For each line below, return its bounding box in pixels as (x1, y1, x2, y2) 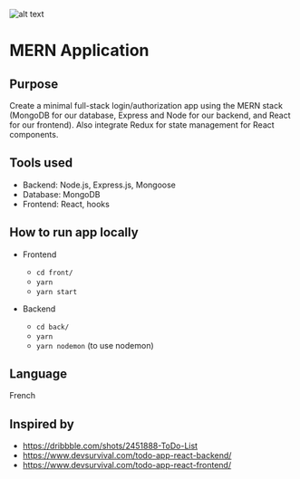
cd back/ (35, 322, 70, 331)
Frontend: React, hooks (22, 198, 111, 209)
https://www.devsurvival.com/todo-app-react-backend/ (22, 450, 232, 461)
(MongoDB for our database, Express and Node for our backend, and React (9, 110, 292, 120)
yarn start (35, 287, 78, 296)
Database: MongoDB (22, 188, 101, 199)
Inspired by (9, 417, 74, 432)
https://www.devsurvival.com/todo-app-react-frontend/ (22, 460, 232, 471)
